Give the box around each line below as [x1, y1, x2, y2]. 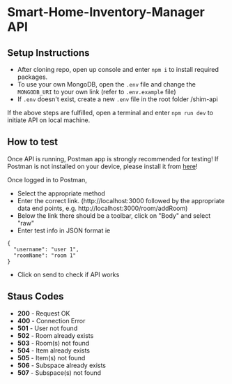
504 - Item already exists [17, 346, 91, 355]
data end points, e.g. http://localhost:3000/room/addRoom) [17, 204, 188, 212]
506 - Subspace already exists [17, 361, 107, 369]
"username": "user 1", [13, 246, 79, 253]
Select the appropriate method [17, 189, 106, 198]
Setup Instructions [7, 47, 90, 59]
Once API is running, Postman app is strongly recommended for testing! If [7, 154, 219, 163]
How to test [7, 136, 58, 148]
